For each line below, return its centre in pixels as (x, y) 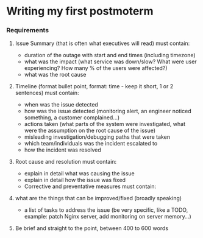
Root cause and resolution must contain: (66, 162)
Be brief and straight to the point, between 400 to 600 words (92, 228)
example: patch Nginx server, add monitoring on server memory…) (108, 217)
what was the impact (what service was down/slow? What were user (110, 61)
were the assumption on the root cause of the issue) (90, 131)
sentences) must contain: (47, 93)
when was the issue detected (61, 105)
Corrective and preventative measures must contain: (90, 186)
